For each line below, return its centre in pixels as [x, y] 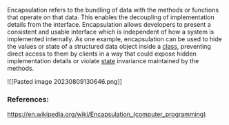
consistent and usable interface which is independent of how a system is [111, 32]
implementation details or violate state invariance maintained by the [103, 61]
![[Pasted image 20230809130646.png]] [65, 81]
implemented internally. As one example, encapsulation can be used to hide [114, 39]
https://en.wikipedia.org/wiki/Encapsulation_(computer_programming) [107, 114]
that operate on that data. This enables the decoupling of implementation [111, 17]
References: [28, 99]
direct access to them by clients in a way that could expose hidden [102, 54]
